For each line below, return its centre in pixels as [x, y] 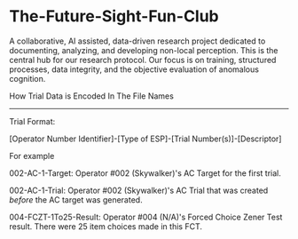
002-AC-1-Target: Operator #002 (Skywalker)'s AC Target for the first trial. [145, 173]
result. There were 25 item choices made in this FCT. [106, 226]
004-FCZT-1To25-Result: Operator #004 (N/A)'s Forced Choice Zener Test [146, 217]
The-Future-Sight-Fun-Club [114, 16]
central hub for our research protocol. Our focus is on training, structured [143, 60]
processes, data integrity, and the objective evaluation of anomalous [134, 69]
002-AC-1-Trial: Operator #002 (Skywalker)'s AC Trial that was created [139, 190]
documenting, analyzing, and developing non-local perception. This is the [144, 50]
